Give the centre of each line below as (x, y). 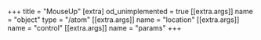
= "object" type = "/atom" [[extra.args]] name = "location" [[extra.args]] (123, 20)
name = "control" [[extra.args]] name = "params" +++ (94, 28)
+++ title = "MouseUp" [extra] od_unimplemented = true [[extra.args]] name (130, 11)
